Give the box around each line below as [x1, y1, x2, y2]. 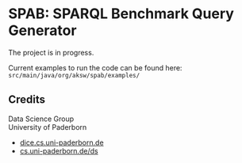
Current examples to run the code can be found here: [8, 63, 182, 72]
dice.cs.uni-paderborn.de [19, 138, 105, 147]
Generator [8, 21, 77, 40]
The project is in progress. [8, 47, 94, 57]
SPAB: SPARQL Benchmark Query [8, 5, 234, 23]
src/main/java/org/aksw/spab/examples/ [8, 71, 140, 79]
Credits [8, 93, 46, 107]
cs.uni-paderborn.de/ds [19, 146, 98, 155]
